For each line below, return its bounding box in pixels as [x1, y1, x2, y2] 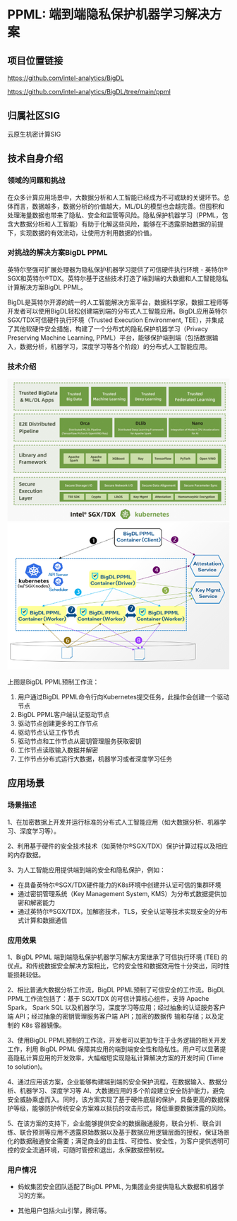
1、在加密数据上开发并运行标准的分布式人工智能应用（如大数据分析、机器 [7, 818, 220, 826]
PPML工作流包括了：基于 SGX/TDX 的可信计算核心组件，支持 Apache [7, 994, 209, 1002]
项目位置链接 [7, 55, 63, 67]
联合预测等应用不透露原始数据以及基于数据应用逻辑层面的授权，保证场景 [19, 1128, 230, 1136]
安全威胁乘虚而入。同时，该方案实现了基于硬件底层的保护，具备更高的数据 [7, 1095, 224, 1104]
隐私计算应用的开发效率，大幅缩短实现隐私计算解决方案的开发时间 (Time [13, 1053, 224, 1062]
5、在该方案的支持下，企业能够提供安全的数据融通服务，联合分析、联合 [7, 1119, 215, 1128]
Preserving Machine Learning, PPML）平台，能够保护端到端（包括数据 [7, 333, 213, 342]
